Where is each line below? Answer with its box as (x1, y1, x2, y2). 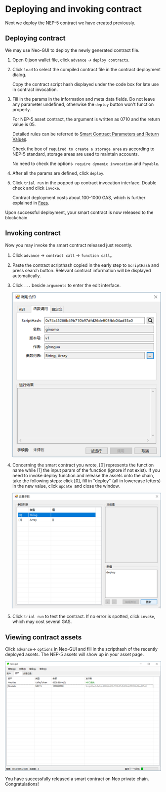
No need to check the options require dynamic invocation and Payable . (12, 161, 160, 167)
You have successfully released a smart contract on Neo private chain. (5, 776, 149, 782)
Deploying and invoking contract (5, 3, 142, 15)
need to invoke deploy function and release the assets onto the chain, (12, 472, 155, 478)
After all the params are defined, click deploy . (12, 170, 105, 176)
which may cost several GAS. (12, 619, 72, 625)
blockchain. (5, 214, 29, 220)
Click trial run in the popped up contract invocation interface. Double (12, 179, 157, 186)
